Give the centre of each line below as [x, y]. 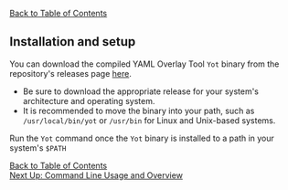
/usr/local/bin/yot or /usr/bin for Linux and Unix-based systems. [149, 120]
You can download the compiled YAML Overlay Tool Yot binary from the [144, 64]
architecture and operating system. [89, 100]
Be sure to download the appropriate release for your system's [140, 91]
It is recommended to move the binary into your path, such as [139, 111]
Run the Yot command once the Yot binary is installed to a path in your [142, 138]
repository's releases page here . [71, 73]
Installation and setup [73, 42]
